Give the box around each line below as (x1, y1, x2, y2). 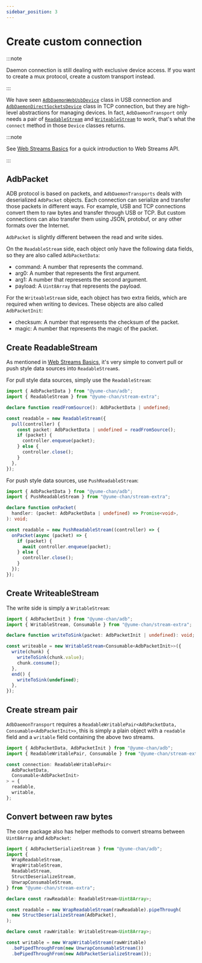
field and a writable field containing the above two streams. (6, 733, 155, 740)
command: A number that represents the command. (14, 263, 144, 271)
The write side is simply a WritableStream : (6, 604, 110, 612)
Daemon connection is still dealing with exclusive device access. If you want (6, 66, 195, 73)
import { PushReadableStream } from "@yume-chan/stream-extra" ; (6, 494, 171, 500)
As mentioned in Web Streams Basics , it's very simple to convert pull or (6, 359, 183, 366)
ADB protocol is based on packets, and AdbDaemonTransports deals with (6, 190, 182, 197)
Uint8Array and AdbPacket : (6, 834, 72, 841)
